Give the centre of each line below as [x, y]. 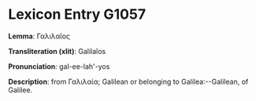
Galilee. [20, 90]
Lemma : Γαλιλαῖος [39, 36]
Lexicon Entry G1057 [77, 14]
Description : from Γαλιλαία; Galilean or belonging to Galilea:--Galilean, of [128, 81]
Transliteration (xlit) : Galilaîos [57, 51]
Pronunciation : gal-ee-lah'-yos [59, 66]
